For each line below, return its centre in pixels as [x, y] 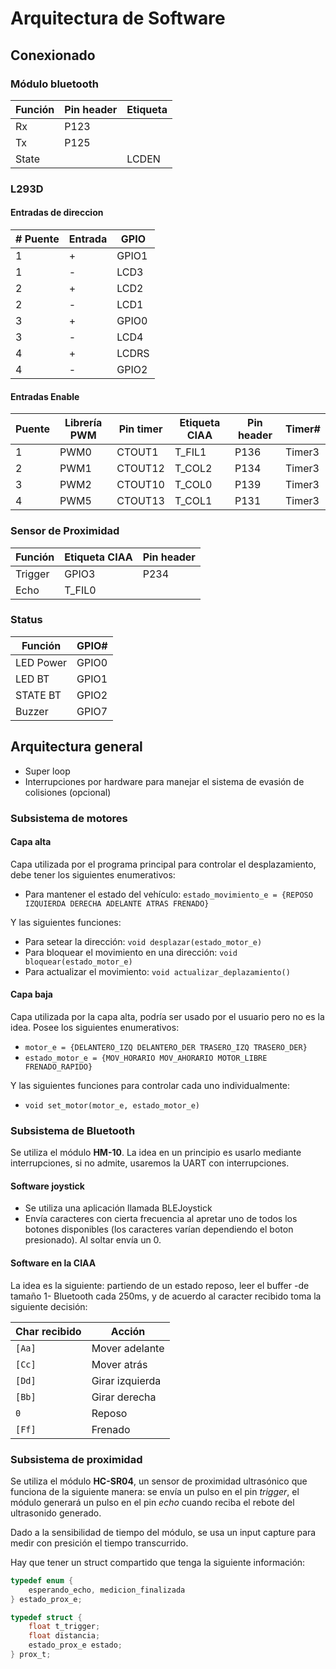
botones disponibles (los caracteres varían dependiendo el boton [159, 1229]
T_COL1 [193, 501]
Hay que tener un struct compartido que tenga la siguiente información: [158, 1562]
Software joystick [47, 1186]
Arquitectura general [76, 747]
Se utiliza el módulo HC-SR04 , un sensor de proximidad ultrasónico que [159, 1481]
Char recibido [48, 1331]
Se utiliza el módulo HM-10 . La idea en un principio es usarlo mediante [156, 1153]
